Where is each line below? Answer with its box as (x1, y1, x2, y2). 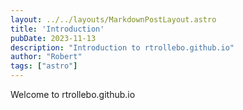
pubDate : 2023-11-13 (10, 33, 97, 43)
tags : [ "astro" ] (10, 61, 78, 71)
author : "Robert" (10, 52, 83, 62)
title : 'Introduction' (10, 24, 105, 34)
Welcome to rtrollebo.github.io (10, 89, 136, 100)
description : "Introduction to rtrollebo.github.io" (10, 42, 235, 53)
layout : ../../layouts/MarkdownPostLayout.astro (10, 14, 217, 25)
